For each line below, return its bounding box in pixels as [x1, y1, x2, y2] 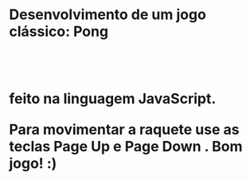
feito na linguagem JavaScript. [9, 90, 217, 108]
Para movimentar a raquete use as [9, 121, 240, 139]
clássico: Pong [9, 22, 109, 41]
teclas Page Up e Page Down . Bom [9, 138, 243, 156]
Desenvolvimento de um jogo [9, 6, 206, 24]
